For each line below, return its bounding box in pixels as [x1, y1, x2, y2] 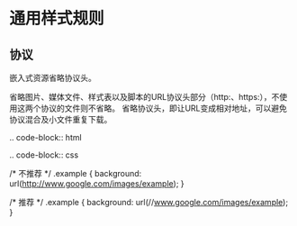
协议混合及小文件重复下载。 [9, 114, 112, 124]
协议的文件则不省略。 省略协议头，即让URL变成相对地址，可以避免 [40, 103, 288, 113]
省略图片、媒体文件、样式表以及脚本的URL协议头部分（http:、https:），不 [9, 92, 280, 102]
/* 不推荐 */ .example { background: [9, 168, 142, 178]
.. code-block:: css [9, 149, 79, 160]
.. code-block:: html [9, 132, 83, 142]
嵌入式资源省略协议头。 [9, 73, 96, 83]
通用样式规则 [9, 8, 105, 29]
